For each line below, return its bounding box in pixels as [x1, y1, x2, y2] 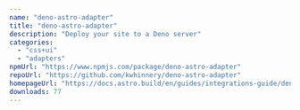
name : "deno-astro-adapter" [9, 12, 114, 22]
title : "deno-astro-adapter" [9, 21, 118, 30]
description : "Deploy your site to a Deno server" [9, 29, 202, 38]
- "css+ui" [17, 46, 58, 55]
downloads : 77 [9, 87, 62, 96]
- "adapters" [17, 54, 66, 63]
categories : [9, 37, 54, 47]
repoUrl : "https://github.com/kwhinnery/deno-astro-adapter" [9, 71, 242, 80]
